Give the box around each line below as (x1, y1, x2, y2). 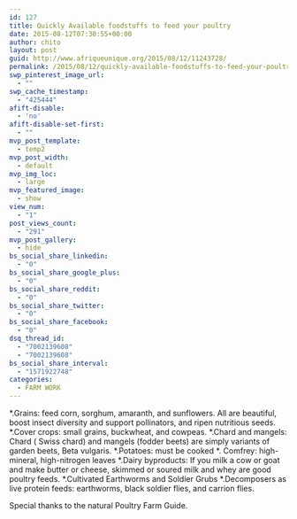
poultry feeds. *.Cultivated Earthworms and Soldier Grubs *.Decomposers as (9, 474, 287, 484)
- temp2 (17, 144, 46, 153)
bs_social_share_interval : (9, 359, 109, 368)
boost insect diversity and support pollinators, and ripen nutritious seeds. (9, 417, 277, 428)
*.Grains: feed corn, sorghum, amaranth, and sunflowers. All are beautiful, (9, 408, 277, 418)
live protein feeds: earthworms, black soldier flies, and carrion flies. (9, 484, 255, 493)
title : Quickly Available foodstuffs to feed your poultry (9, 21, 232, 30)
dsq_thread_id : (9, 334, 65, 343)
